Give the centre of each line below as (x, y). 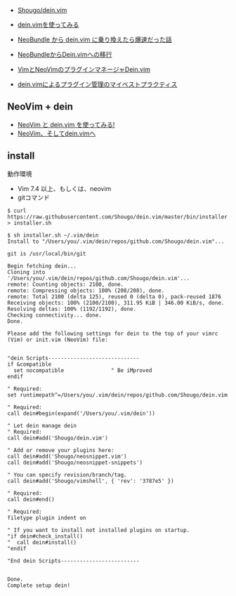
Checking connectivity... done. (54, 315)
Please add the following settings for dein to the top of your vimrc (113, 333)
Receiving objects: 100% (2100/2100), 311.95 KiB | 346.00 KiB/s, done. (116, 303)
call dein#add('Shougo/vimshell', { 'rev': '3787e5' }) (91, 481)
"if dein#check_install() (45, 536)
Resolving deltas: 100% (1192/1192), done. (72, 309)
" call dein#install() (42, 542)
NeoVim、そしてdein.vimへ (57, 133)
